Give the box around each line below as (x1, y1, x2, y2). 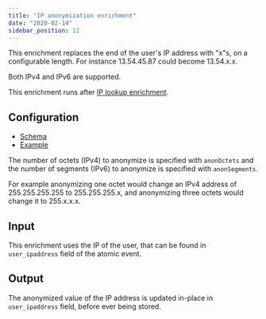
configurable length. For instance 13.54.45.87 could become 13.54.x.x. (8, 56, 238, 66)
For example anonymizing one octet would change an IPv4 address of (8, 180, 237, 189)
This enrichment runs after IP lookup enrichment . (8, 88, 169, 97)
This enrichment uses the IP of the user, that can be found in (8, 240, 206, 250)
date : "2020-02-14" (8, 19, 73, 27)
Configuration (8, 111, 79, 124)
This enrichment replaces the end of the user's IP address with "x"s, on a (8, 49, 248, 58)
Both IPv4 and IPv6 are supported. (8, 72, 121, 82)
